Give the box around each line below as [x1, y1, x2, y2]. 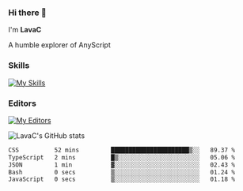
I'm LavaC [8, 25, 42, 35]
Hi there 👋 [8, 7, 47, 18]
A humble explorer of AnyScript [8, 40, 111, 50]
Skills [8, 60, 30, 71]
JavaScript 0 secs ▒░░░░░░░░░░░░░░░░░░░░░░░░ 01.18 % [8, 175, 236, 184]
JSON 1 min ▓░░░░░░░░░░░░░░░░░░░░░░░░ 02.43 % [8, 161, 236, 169]
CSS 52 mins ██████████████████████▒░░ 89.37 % [8, 146, 236, 154]
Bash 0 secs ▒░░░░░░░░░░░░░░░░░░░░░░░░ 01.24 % [8, 168, 236, 176]
